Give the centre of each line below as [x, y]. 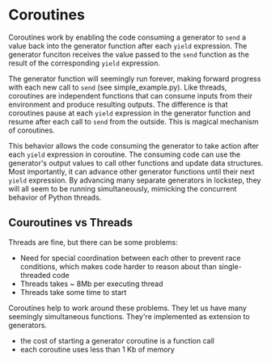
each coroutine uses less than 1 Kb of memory [97, 349]
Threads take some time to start [73, 292]
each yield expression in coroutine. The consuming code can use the [125, 154]
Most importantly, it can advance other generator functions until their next [131, 171]
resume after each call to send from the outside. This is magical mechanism [133, 121]
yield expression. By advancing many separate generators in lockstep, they [135, 180]
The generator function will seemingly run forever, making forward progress [135, 78]
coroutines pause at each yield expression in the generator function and [129, 113]
